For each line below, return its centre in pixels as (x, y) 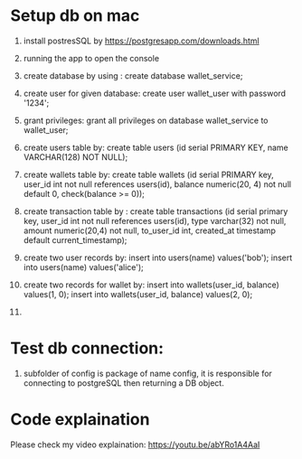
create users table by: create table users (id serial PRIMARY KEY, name (156, 147)
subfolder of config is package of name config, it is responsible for (147, 373)
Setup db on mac (75, 16)
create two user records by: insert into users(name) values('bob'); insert (158, 258)
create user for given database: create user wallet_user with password (155, 93)
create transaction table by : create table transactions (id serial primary (156, 211)
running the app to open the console (91, 58)
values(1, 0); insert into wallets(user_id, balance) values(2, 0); (138, 294)
